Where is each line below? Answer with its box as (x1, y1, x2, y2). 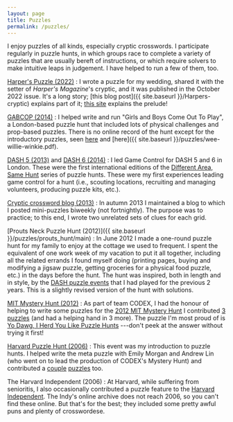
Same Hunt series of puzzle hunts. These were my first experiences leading (7, 170, 224, 179)
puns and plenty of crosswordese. (7, 407, 105, 416)
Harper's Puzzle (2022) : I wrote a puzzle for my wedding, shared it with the (7, 78, 224, 86)
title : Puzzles (7, 17, 51, 24)
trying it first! (7, 328, 44, 337)
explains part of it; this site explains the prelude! (31, 100, 168, 108)
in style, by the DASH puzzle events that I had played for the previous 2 (7, 279, 211, 287)
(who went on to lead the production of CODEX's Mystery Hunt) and (7, 357, 202, 365)
